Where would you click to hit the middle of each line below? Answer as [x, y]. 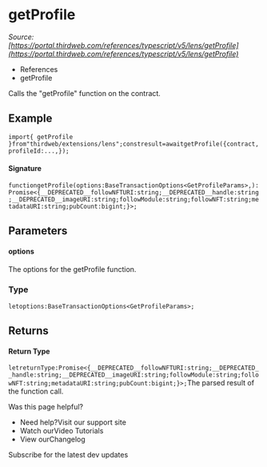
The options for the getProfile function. [72, 269]
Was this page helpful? [46, 407]
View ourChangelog [52, 439]
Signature [25, 169]
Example [30, 119]
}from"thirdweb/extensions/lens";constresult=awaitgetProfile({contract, [134, 144]
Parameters [38, 231]
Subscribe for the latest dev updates [68, 455]
